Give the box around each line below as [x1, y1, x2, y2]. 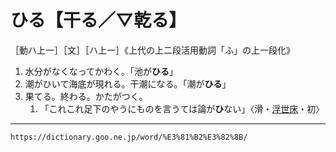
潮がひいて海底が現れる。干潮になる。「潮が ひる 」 [24, 77, 232, 90]
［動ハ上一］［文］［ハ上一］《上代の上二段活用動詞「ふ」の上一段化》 [10, 44, 295, 56]
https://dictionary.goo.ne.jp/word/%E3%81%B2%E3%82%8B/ [10, 132, 248, 142]
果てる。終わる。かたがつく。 [24, 90, 148, 102]
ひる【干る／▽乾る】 [10, 9, 187, 32]
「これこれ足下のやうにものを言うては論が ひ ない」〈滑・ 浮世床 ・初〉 [39, 102, 325, 115]
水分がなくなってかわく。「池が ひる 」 [24, 65, 179, 77]
